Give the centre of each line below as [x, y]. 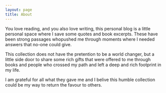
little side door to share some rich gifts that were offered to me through [78, 59]
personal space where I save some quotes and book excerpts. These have [82, 34]
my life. [13, 70]
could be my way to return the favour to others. [54, 85]
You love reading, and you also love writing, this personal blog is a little [78, 28]
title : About [19, 14]
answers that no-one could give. [38, 44]
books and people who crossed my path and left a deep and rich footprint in [83, 65]
